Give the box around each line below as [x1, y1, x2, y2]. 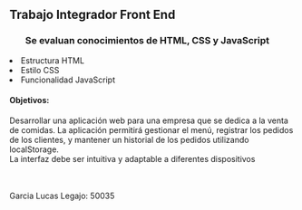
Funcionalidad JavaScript [21, 74, 116, 85]
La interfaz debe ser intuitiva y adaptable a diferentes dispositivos [9, 153, 256, 164]
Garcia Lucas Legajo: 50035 [9, 190, 115, 201]
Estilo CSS [21, 64, 60, 75]
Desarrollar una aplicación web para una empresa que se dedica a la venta [9, 115, 288, 126]
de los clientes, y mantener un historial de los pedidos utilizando [9, 134, 249, 145]
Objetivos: [9, 95, 50, 106]
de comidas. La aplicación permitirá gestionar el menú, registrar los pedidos [9, 124, 294, 135]
